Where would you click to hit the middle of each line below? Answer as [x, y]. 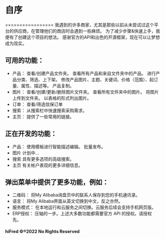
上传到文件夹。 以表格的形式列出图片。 [52, 98]
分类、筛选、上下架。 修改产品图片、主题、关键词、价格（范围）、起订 [87, 79]
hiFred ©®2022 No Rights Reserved [42, 231]
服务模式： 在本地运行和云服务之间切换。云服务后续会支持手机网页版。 [84, 207]
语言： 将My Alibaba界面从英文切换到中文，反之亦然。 [67, 201]
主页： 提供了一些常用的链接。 [43, 116]
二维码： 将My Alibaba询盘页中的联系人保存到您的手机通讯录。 [76, 195]
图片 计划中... [26, 153]
